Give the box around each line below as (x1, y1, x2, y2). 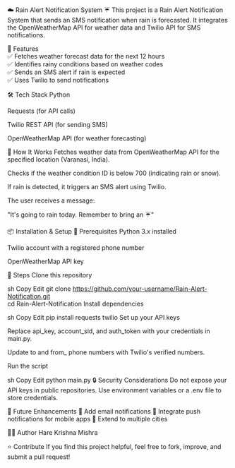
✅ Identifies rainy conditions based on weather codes (7, 60, 164, 68)
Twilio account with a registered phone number (7, 244, 145, 252)
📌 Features (7, 44, 39, 53)
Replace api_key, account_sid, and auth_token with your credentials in (7, 327, 210, 335)
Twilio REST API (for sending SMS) (7, 121, 108, 128)
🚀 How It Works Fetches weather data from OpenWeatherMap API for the (7, 148, 220, 156)
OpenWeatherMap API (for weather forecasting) (7, 134, 147, 143)
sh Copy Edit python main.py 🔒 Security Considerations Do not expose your (7, 376, 227, 384)
